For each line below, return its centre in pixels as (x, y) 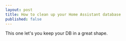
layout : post (19, 10)
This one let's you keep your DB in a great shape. (56, 33)
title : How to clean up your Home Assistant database (63, 14)
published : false (24, 19)
